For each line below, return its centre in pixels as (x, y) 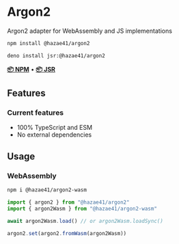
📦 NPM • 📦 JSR (31, 69)
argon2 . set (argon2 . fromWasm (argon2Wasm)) (67, 233)
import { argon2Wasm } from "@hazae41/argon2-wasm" (82, 208)
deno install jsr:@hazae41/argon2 (56, 55)
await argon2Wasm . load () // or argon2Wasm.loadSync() (85, 221)
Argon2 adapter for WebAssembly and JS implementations (90, 31)
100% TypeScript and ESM (55, 128)
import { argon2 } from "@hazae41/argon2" (68, 202)
